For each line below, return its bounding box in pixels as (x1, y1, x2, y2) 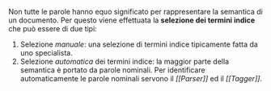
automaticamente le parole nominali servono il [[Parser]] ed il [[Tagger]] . (19, 74, 263, 83)
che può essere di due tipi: (8, 24, 97, 33)
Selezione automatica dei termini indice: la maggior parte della (19, 56, 229, 66)
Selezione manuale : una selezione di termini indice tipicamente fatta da (19, 39, 259, 49)
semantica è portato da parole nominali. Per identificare (19, 65, 205, 75)
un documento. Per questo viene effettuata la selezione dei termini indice (8, 15, 256, 25)
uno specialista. (19, 48, 73, 57)
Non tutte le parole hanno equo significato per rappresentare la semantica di (8, 7, 263, 16)
